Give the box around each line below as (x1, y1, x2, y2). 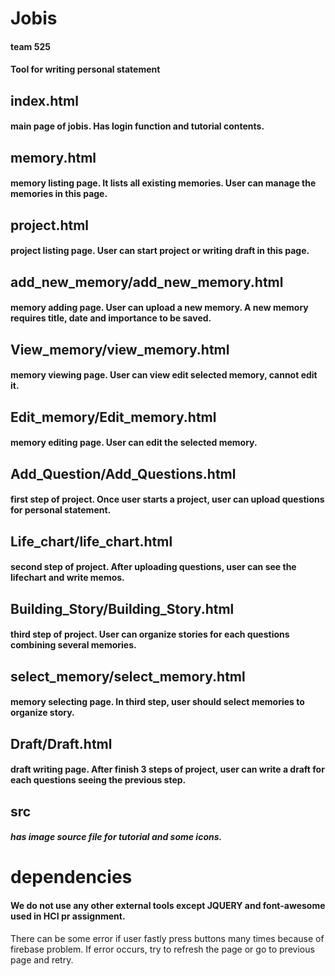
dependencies (10, 866, 133, 889)
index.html (10, 92, 79, 109)
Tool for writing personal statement (10, 63, 161, 76)
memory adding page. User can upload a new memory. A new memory (10, 302, 309, 314)
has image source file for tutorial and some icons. (10, 831, 223, 843)
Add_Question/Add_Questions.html (10, 465, 237, 482)
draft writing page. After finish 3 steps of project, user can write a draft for (10, 763, 325, 776)
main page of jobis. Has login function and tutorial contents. (10, 120, 265, 132)
